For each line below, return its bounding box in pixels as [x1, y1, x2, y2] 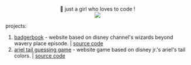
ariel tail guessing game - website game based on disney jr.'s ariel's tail [13, 46, 186, 53]
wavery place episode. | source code [13, 40, 103, 46]
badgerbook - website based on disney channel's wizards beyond [13, 34, 173, 41]
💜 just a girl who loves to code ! [60, 6, 136, 12]
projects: [5, 23, 27, 29]
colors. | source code [13, 52, 65, 59]
